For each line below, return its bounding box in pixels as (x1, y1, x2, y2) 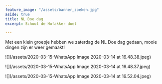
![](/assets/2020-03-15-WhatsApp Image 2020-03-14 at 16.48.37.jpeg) (5, 64, 151, 70)
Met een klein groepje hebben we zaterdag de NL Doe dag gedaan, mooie (5, 39, 157, 45)
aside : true (5, 12, 30, 17)
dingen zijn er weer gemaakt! (5, 44, 65, 50)
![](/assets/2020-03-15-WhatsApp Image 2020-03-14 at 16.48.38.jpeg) (5, 54, 151, 60)
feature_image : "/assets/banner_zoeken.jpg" (5, 7, 99, 12)
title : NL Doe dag (5, 16, 43, 21)
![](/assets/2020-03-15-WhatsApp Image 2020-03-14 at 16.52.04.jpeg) (5, 73, 151, 80)
